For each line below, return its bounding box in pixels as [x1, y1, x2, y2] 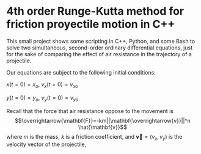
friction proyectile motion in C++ [6, 17, 175, 31]
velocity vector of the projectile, [6, 141, 87, 148]
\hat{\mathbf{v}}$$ [78, 123, 127, 131]
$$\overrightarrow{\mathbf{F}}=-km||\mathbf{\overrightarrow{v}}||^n [15, 117, 191, 124]
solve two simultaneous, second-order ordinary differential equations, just [6, 44, 193, 51]
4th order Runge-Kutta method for [6, 4, 185, 18]
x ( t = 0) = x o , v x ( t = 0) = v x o [6, 81, 78, 89]
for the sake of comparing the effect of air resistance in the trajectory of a [6, 50, 192, 57]
